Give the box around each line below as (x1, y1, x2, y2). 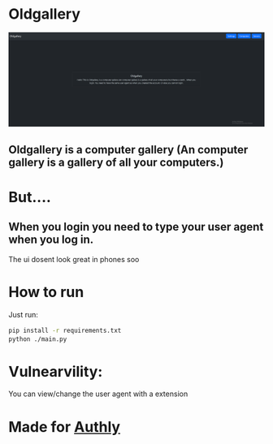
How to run (8, 283, 84, 301)
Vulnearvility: (8, 362, 103, 381)
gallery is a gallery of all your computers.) (8, 155, 224, 169)
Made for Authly (8, 417, 120, 436)
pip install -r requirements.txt (8, 326, 122, 334)
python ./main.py (8, 334, 67, 343)
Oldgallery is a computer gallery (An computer (8, 143, 249, 157)
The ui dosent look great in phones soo (8, 254, 140, 264)
